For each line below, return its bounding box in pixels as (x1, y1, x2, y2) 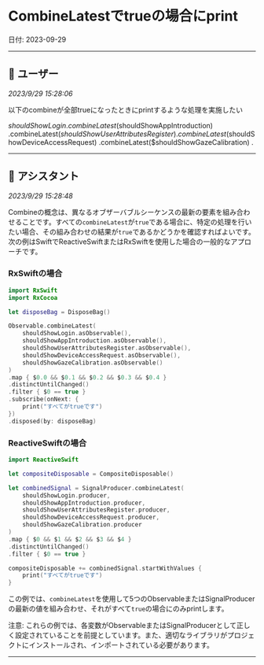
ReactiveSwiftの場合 (8, 438, 87, 449)
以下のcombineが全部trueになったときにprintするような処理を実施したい (8, 105, 244, 114)
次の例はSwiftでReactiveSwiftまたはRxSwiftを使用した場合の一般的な (8, 237, 231, 246)
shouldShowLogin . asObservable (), (22, 330, 132, 338)
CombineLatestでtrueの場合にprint (8, 7, 238, 25)
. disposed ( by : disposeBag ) (8, 417, 97, 425)
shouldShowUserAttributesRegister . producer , (22, 506, 170, 514)
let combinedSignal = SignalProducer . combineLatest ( (8, 484, 185, 492)
